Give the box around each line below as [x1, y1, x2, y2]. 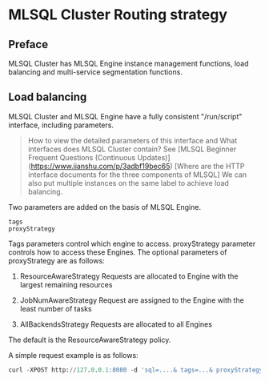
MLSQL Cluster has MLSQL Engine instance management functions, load [8, 58, 250, 68]
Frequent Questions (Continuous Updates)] [27, 152, 171, 162]
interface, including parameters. [8, 120, 114, 130]
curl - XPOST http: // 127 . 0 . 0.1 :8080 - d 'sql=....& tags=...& [8, 366, 214, 374]
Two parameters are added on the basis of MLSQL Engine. [8, 202, 202, 211]
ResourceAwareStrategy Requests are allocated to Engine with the [19, 271, 239, 281]
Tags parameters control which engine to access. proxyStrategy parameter [8, 239, 256, 248]
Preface [8, 38, 49, 51]
